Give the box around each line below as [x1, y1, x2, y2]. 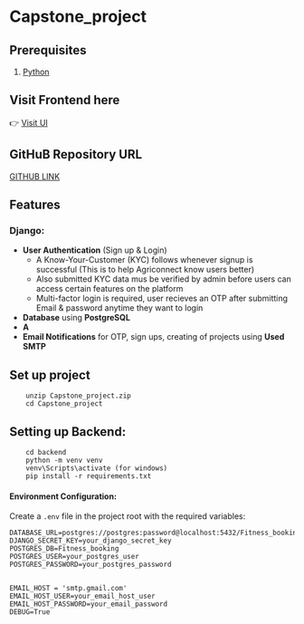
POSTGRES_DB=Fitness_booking [9, 544, 119, 553]
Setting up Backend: [9, 424, 127, 439]
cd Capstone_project [25, 399, 103, 408]
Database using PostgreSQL [22, 312, 131, 323]
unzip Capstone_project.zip [25, 391, 131, 400]
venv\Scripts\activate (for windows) [25, 464, 168, 473]
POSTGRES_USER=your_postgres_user [9, 552, 140, 562]
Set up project [9, 367, 90, 382]
